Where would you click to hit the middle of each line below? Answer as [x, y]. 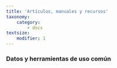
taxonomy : [18, 17]
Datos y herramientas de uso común [58, 59]
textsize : [18, 33]
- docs [35, 28]
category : [29, 22]
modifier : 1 [31, 38]
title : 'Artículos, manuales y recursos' [57, 11]
